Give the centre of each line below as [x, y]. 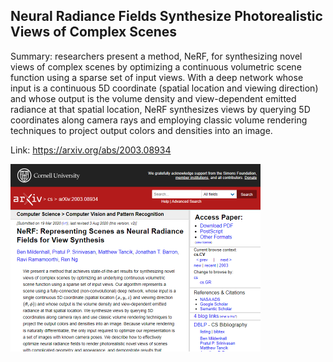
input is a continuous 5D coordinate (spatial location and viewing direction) [164, 88]
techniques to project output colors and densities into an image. [141, 130]
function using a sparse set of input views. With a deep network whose [157, 77]
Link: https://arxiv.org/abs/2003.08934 [91, 150]
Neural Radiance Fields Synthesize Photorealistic [166, 16]
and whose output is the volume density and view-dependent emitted [153, 98]
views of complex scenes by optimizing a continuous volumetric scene [156, 66]
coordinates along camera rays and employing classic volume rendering [159, 120]
